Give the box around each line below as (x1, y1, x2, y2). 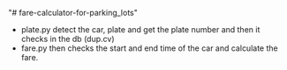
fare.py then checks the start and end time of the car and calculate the (20, 43, 279, 53)
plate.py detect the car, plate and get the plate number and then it (20, 24, 261, 34)
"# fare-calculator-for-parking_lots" (8, 8, 139, 17)
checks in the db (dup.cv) (20, 34, 115, 44)
